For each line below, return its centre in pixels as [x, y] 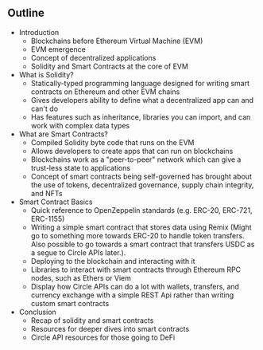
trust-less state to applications [81, 167]
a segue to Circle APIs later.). [78, 252]
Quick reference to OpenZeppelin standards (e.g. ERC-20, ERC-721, [141, 210]
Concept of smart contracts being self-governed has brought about [141, 176]
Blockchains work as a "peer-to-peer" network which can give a [136, 159]
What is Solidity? [46, 74]
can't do [44, 108]
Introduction [39, 32]
